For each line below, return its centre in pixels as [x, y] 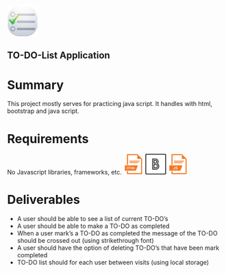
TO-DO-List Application [59, 56]
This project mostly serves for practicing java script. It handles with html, [110, 104]
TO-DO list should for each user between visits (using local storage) [113, 263]
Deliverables [43, 200]
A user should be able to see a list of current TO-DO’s [92, 219]
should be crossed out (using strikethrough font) [85, 241]
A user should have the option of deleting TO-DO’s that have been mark [118, 248]
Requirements [48, 139]
